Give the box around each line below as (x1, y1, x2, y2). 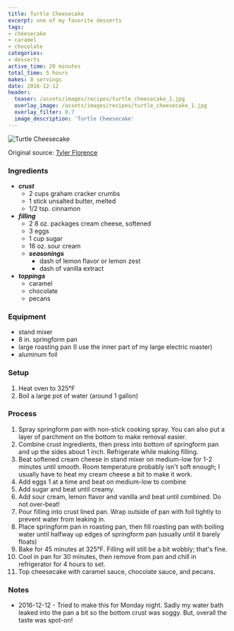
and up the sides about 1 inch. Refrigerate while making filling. (18, 447, 199, 455)
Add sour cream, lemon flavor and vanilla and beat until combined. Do (18, 492, 221, 501)
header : (8, 89, 31, 96)
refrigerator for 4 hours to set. (18, 560, 106, 568)
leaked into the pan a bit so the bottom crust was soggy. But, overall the (18, 608, 228, 617)
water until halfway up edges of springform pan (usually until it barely (18, 529, 221, 538)
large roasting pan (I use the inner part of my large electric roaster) (18, 343, 213, 351)
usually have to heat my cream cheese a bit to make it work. (18, 470, 193, 478)
